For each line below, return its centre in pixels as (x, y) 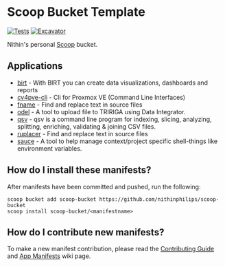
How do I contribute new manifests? (86, 232)
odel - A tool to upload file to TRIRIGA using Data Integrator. (101, 111)
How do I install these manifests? (79, 170)
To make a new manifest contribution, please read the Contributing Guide (111, 249)
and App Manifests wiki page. (49, 256)
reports (27, 89)
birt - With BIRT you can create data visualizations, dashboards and (112, 83)
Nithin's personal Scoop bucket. (52, 44)
